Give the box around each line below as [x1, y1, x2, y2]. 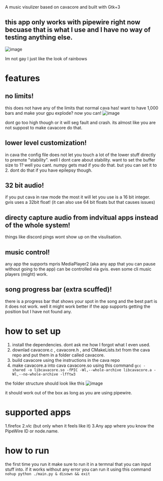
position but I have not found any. [5, 308, 72, 314]
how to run [5, 445, 50, 456]
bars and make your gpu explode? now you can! [5, 110, 102, 116]
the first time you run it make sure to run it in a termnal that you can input [5, 461, 151, 467]
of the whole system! [5, 221, 71, 229]
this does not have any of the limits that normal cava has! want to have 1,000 [5, 105, 159, 111]
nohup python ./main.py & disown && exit [5, 471, 91, 476]
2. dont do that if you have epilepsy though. [5, 167, 92, 173]
